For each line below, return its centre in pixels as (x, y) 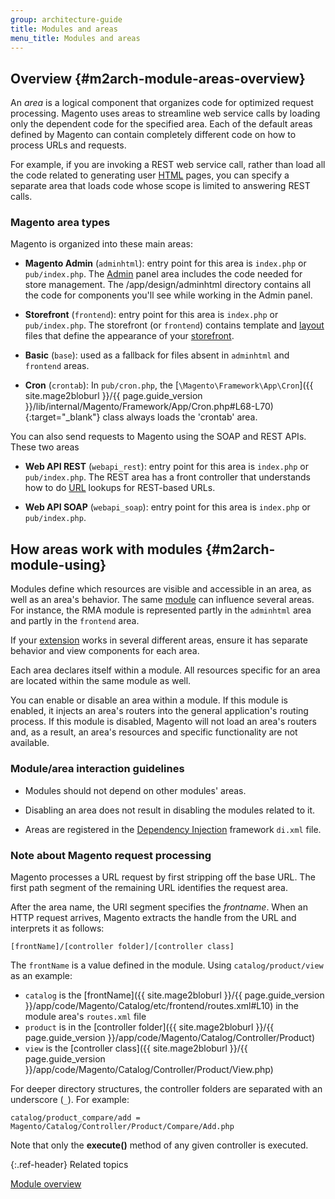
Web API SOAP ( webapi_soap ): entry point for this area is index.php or (167, 507)
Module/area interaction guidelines (97, 769)
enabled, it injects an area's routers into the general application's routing (159, 711)
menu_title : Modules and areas (75, 38)
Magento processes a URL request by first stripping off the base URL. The (163, 877)
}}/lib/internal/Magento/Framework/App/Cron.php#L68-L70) (149, 407)
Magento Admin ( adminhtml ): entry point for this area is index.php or (165, 263)
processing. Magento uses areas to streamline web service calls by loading (165, 113)
